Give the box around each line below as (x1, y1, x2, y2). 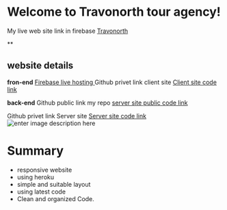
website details (7, 60, 74, 72)
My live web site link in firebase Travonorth (7, 27, 129, 35)
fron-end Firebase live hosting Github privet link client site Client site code (7, 78, 217, 86)
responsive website (16, 166, 72, 174)
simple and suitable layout (16, 180, 91, 188)
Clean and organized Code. (16, 194, 94, 202)
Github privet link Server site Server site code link (7, 111, 147, 120)
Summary (7, 143, 64, 158)
